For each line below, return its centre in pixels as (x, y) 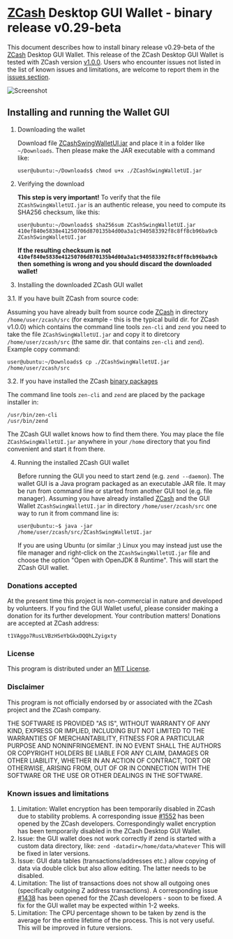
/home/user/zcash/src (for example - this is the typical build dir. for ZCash (113, 319)
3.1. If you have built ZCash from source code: (73, 298)
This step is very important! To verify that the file (89, 197)
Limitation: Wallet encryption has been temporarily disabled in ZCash (116, 808)
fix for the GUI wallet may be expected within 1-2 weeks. (98, 905)
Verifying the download (51, 183)
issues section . (29, 77)
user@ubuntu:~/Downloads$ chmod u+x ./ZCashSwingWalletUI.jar (110, 171)
